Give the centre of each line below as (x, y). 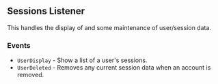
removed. (30, 75)
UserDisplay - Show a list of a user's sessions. (82, 60)
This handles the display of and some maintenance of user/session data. (109, 27)
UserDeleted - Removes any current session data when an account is (114, 68)
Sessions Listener (46, 11)
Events (19, 45)
